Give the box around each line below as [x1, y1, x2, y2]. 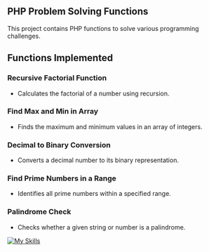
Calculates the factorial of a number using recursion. [17, 89, 170, 98]
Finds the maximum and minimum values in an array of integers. [17, 122, 203, 131]
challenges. [7, 32, 41, 40]
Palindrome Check [7, 207, 72, 217]
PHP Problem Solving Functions [7, 6, 149, 18]
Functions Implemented [7, 52, 114, 64]
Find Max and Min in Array [7, 107, 99, 117]
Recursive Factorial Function [7, 73, 107, 83]
